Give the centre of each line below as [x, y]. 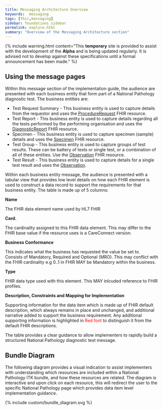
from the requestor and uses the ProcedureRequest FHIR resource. [79, 113]
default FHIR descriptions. [31, 325]
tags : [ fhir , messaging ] [29, 18]
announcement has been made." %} [41, 62]
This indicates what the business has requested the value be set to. [72, 251]
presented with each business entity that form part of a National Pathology [80, 93]
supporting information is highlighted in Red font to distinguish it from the [78, 320]
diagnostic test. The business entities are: [47, 99]
